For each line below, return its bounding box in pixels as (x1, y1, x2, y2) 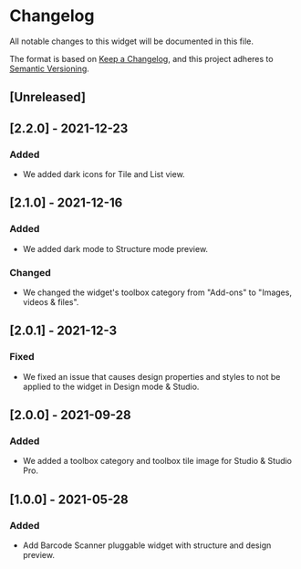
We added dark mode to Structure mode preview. (22, 243, 208, 254)
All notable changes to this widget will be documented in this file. (9, 36, 254, 47)
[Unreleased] (9, 90, 87, 105)
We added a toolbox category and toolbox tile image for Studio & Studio (22, 456, 293, 467)
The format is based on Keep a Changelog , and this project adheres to (9, 53, 274, 64)
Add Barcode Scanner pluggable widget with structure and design (22, 540, 272, 551)
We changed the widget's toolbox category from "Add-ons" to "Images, (22, 287, 292, 298)
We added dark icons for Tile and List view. (22, 169, 185, 180)
